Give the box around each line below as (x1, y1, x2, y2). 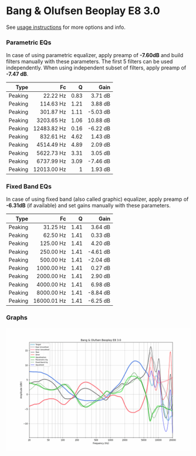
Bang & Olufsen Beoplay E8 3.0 (6, 4, 160, 18)
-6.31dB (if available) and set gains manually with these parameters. (6, 202, 171, 209)
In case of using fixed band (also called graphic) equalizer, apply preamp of (6, 196, 189, 203)
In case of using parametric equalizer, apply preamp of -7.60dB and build (6, 52, 184, 59)
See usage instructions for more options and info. (6, 24, 126, 31)
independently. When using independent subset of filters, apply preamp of (6, 64, 187, 71)
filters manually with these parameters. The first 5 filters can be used (6, 58, 173, 65)
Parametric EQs (6, 38, 52, 47)
